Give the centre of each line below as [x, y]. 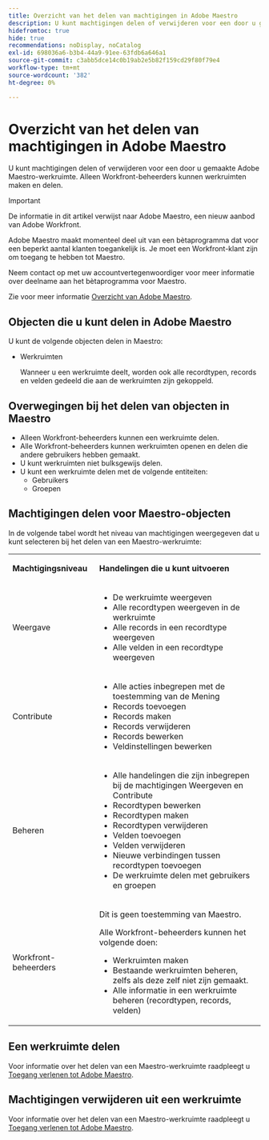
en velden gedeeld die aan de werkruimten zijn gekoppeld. [116, 381]
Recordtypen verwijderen [160, 825]
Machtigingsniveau [50, 568]
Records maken [142, 716]
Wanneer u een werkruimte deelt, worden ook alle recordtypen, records [138, 372]
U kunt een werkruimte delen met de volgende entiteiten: [114, 472]
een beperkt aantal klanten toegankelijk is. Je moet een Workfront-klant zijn [133, 249]
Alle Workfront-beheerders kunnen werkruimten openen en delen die [134, 446]
